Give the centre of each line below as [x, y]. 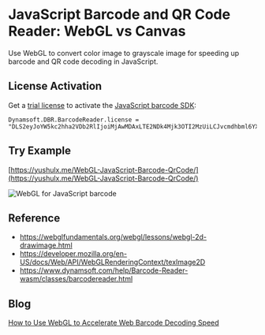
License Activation [55, 86]
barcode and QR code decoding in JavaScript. [83, 61]
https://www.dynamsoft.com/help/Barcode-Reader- [104, 270]
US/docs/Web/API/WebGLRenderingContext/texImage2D [112, 262]
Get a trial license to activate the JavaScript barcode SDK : [103, 105]
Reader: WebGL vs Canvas [97, 31]
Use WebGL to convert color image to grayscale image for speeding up [124, 53]
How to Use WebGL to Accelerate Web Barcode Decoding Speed [114, 323]
